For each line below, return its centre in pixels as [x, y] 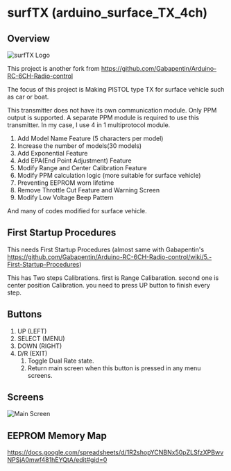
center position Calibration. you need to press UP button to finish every [109, 285]
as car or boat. [28, 97]
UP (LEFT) [32, 331]
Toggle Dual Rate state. [61, 361]
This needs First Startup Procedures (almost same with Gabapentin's [106, 249]
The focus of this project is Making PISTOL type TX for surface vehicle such [116, 89]
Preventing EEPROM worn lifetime [66, 183]
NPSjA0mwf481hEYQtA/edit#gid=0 [57, 460]
